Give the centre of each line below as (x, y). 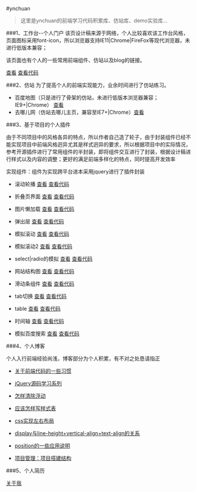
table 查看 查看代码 (38, 308)
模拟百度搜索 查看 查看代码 (47, 333)
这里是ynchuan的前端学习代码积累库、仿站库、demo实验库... (94, 21)
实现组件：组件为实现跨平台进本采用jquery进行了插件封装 (75, 172)
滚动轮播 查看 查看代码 (42, 184)
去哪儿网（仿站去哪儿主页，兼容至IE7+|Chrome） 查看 (79, 112)
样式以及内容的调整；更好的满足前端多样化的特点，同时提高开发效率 (93, 159)
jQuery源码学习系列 (38, 383)
